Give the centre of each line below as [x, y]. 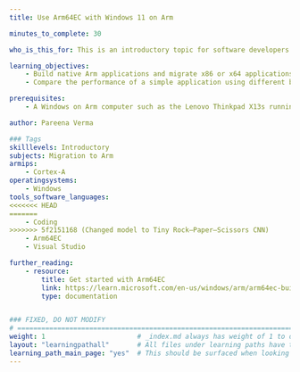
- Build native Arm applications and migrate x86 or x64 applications [159, 74]
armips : [24, 164]
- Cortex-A [46, 172]
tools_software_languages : [59, 197]
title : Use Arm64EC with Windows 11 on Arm [92, 17]
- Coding [42, 222]
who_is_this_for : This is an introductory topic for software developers [150, 50]
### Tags [25, 139]
